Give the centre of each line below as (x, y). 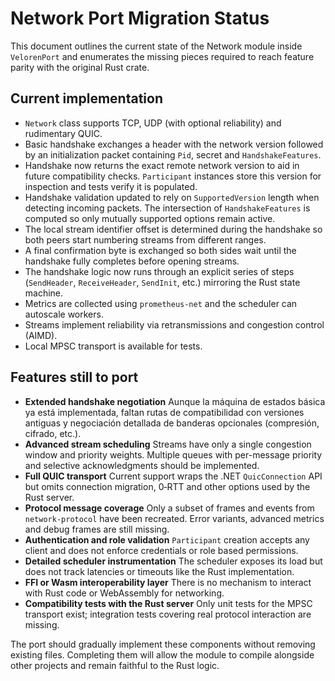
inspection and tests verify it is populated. (111, 186)
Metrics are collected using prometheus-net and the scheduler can (161, 303)
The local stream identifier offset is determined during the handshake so (173, 229)
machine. (44, 293)
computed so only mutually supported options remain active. (150, 218)
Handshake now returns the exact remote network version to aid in (162, 165)
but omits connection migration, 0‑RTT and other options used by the (167, 486)
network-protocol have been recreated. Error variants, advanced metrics (174, 518)
